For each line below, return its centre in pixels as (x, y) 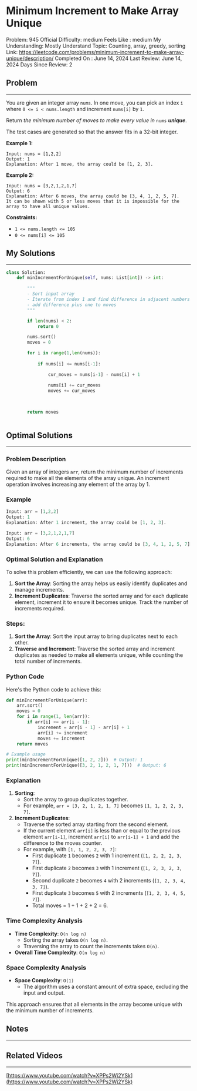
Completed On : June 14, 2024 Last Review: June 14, (118, 58)
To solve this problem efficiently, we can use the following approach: (89, 572)
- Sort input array (51, 294)
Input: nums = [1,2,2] (34, 154)
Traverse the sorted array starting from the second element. (96, 824)
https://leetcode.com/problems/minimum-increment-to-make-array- (101, 52)
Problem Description (36, 459)
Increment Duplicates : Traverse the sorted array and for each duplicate (101, 596)
